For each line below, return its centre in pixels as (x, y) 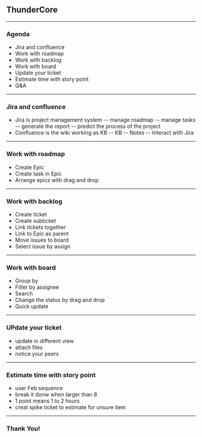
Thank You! (23, 429)
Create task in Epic (38, 174)
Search (24, 294)
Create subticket (35, 221)
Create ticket (31, 214)
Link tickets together (40, 227)
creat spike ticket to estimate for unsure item (70, 407)
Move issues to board (42, 240)
